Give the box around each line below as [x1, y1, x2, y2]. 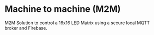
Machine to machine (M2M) [4, 3, 121, 15]
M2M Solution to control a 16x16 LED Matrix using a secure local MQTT [4, 20, 150, 26]
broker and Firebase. [4, 25, 48, 31]
